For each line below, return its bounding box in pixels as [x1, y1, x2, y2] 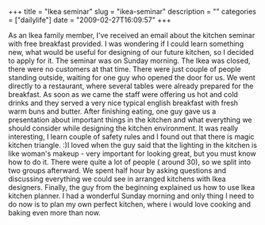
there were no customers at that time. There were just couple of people [8, 64, 241, 74]
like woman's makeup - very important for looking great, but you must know [8, 149, 256, 158]
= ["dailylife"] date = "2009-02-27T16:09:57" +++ [8, 15, 172, 25]
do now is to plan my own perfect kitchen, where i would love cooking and [8, 200, 252, 209]
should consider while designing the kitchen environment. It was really [8, 123, 239, 133]
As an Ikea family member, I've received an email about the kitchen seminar [8, 31, 255, 40]
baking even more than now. [8, 208, 101, 217]
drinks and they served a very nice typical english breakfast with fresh [8, 99, 239, 107]
